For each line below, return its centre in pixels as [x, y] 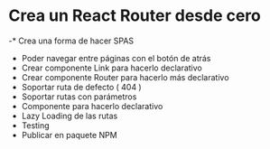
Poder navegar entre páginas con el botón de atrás [116, 58]
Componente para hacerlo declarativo [92, 106]
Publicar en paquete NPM [70, 135]
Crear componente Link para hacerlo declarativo [112, 68]
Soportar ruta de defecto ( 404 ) [81, 87]
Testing [36, 125]
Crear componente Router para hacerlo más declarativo [125, 77]
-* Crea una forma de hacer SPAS [71, 41]
